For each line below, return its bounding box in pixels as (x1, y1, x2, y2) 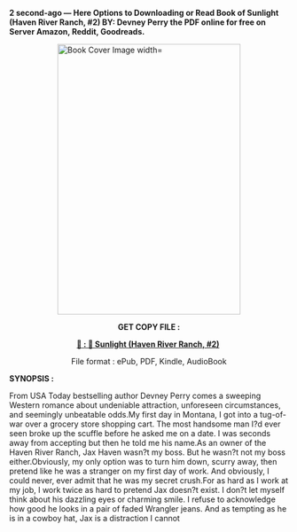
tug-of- (260, 410, 286, 419)
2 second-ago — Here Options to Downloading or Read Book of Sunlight (9, 8, 279, 18)
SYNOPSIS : (9, 373, 55, 384)
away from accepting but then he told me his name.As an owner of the (9, 438, 267, 448)
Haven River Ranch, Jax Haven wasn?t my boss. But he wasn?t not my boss (9, 447, 286, 458)
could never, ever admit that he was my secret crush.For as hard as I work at (9, 475, 289, 486)
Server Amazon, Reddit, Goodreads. (9, 27, 145, 36)
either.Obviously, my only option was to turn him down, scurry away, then (9, 457, 277, 466)
